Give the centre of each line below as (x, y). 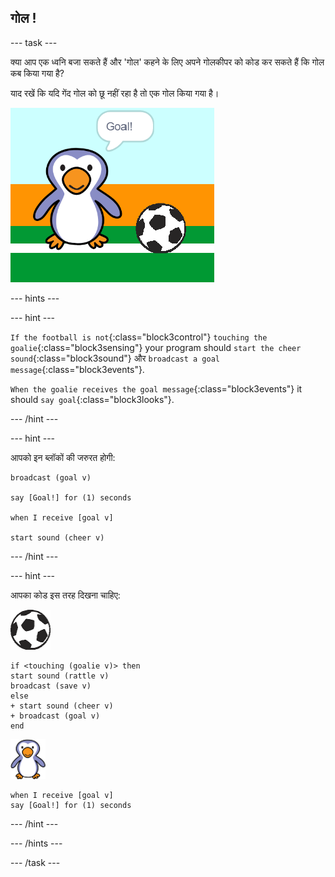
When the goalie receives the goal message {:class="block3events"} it (156, 388)
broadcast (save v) (51, 686)
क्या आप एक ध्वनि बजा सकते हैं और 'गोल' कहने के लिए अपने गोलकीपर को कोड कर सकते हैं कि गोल (167, 62)
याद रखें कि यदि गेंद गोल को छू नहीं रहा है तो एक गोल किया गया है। (115, 93)
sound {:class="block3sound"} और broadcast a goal (115, 358)
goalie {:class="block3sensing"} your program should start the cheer (156, 347)
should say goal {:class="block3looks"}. (92, 399)
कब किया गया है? (37, 73)
